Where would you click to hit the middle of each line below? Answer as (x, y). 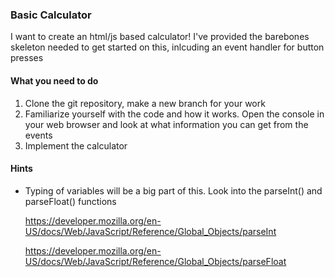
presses (27, 58)
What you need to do (54, 80)
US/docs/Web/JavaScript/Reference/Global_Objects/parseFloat (155, 261)
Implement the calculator (76, 145)
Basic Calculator (51, 15)
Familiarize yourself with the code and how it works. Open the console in (174, 114)
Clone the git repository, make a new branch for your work (145, 103)
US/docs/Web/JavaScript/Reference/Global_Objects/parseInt (150, 231)
